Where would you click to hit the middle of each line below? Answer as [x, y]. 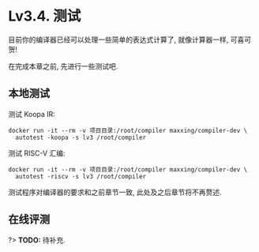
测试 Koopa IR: [32, 114]
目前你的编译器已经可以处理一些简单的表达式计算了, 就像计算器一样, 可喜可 [129, 39]
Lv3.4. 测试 [45, 16]
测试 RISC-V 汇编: [37, 153]
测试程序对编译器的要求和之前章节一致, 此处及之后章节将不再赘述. [115, 192]
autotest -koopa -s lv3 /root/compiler [81, 137]
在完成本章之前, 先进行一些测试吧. [63, 66]
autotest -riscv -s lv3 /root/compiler [81, 176]
